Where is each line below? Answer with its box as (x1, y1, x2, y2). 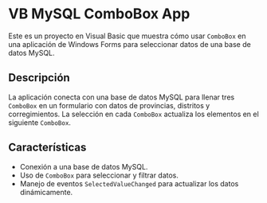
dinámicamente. (19, 187, 73, 197)
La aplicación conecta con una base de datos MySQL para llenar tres (8, 92, 235, 102)
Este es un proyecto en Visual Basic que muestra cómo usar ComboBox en (8, 31, 246, 41)
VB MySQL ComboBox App (8, 5, 190, 23)
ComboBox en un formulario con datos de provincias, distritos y (8, 100, 210, 110)
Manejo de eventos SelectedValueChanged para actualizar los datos (19, 178, 239, 188)
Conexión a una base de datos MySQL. (19, 162, 148, 171)
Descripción (8, 71, 70, 84)
